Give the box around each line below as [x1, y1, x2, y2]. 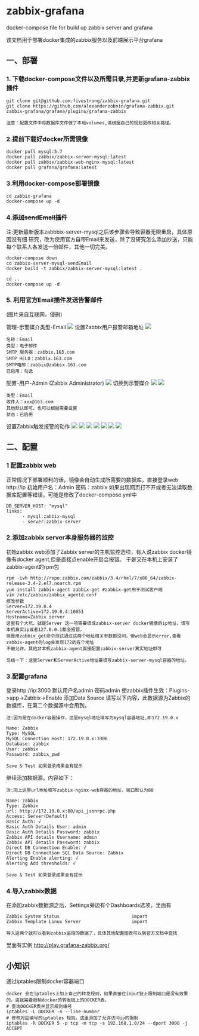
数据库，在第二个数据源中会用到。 [6, 702, 90, 709]
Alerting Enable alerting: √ [6, 856, 79, 862]
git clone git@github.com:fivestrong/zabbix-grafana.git [6, 97, 151, 104]
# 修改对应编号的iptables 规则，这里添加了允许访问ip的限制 [6, 1015, 139, 1021]
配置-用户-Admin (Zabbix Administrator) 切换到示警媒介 [6, 379, 150, 387]
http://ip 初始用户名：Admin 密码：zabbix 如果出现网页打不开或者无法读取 [6, 483, 188, 491]
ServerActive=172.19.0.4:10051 [6, 608, 84, 615]
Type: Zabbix [6, 803, 39, 809]
